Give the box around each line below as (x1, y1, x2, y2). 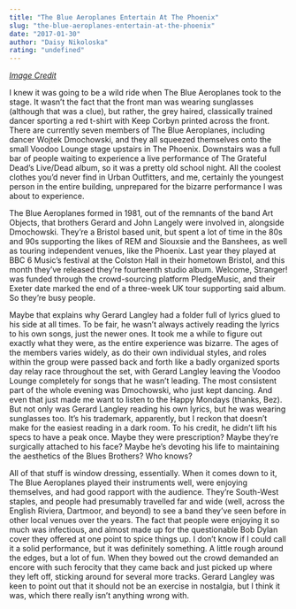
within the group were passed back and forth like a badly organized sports (9, 357, 280, 367)
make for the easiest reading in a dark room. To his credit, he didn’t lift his (9, 422, 277, 434)
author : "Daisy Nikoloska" (9, 37, 109, 47)
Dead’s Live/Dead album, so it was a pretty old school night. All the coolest (9, 163, 281, 173)
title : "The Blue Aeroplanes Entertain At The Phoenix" (9, 12, 219, 22)
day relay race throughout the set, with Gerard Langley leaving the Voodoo (9, 366, 281, 377)
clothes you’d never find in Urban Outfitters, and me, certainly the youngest (9, 172, 285, 182)
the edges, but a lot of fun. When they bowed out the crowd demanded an (9, 552, 279, 563)
